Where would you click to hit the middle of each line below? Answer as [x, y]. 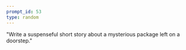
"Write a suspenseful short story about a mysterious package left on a [93, 34]
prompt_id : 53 [24, 12]
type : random [23, 17]
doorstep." [19, 40]
